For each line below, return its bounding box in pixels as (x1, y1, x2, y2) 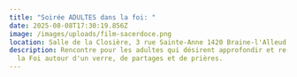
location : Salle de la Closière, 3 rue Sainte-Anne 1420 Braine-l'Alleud (9, 37, 287, 47)
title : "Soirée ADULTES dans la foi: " (9, 12, 156, 22)
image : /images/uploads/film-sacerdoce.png (9, 29, 172, 38)
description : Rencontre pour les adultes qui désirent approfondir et (9, 46, 275, 55)
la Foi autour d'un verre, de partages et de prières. (17, 54, 224, 63)
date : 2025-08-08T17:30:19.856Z (9, 21, 128, 30)
